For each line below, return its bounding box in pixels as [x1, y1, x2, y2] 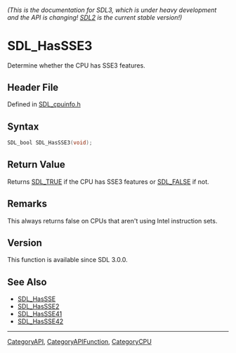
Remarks [7, 198, 48, 210]
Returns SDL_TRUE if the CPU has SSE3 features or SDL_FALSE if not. [7, 177, 209, 186]
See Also [7, 275, 47, 288]
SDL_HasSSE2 [17, 302, 60, 311]
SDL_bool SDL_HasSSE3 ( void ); [7, 140, 93, 147]
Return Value [7, 159, 65, 171]
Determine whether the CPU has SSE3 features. [7, 61, 145, 70]
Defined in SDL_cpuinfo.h [7, 100, 81, 109]
